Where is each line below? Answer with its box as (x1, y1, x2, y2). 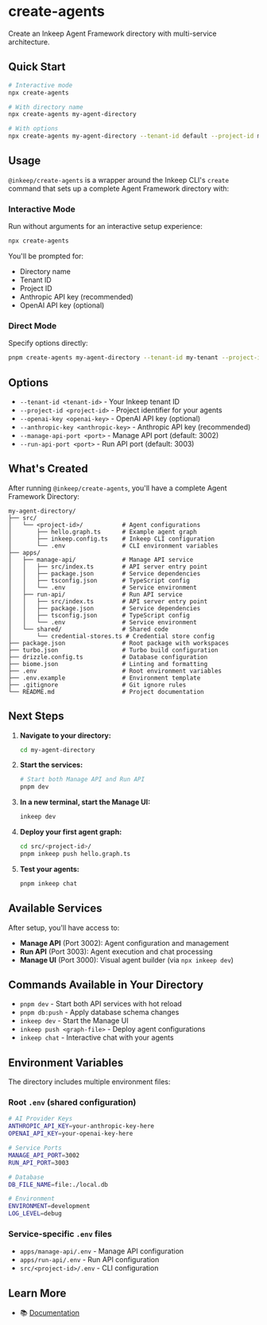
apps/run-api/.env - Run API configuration (19, 1255, 160, 1265)
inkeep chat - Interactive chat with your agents (19, 1032, 174, 1043)
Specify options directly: (8, 339, 89, 348)
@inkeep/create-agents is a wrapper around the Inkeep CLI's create (8, 175, 229, 184)
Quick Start (8, 60, 66, 74)
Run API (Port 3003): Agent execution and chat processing (19, 947, 213, 956)
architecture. (8, 37, 50, 46)
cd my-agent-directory (19, 746, 95, 754)
